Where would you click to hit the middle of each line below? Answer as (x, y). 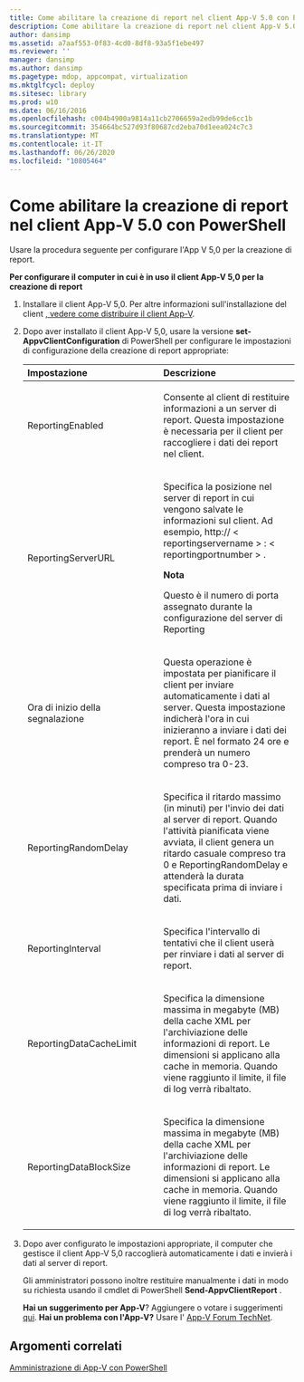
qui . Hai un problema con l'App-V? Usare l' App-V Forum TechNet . (147, 1318)
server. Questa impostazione (224, 707)
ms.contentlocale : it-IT (56, 144)
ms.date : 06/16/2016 (48, 110)
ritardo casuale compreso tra (224, 854)
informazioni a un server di (220, 408)
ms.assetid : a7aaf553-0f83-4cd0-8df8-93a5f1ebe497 (107, 43)
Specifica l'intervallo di (211, 932)
